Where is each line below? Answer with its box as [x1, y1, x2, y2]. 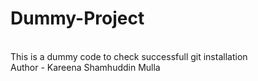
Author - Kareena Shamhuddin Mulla [10, 61, 161, 73]
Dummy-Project [10, 7, 145, 30]
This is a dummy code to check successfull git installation [10, 50, 248, 62]
